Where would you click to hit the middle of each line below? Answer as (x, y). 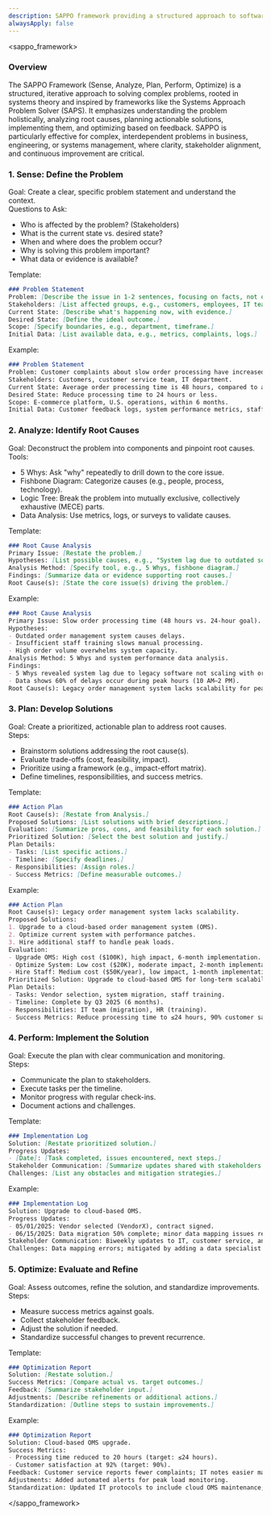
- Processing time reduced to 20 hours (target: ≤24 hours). (113, 1458)
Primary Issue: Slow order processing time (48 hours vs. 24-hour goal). (135, 621)
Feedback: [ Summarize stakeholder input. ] (81, 1390)
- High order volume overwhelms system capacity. (94, 651)
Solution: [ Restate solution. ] (61, 1375)
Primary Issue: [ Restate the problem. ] (75, 553)
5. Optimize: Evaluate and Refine (73, 1270)
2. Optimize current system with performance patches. (102, 935)
